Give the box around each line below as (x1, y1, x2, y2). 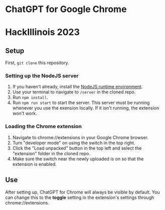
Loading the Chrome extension (5, 123, 82, 130)
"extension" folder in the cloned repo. (12, 150, 90, 156)
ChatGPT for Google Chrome (5, 4, 127, 15)
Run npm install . (12, 94, 49, 100)
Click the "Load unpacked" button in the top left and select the (12, 145, 142, 151)
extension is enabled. (12, 161, 57, 167)
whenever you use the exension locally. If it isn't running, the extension (12, 105, 159, 111)
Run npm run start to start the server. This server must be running (12, 99, 150, 106)
